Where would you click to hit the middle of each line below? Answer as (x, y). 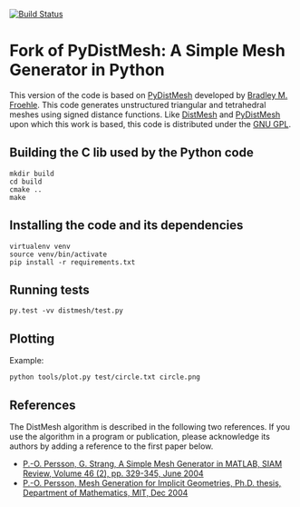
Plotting (32, 338)
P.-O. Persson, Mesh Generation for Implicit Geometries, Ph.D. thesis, (152, 483)
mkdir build (32, 174)
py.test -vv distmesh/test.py (67, 311)
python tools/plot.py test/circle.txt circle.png (105, 377)
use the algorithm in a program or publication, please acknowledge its (140, 437)
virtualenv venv (40, 246)
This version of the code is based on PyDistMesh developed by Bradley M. (149, 94)
